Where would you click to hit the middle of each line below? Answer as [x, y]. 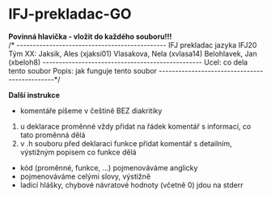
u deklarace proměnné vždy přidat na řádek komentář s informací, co [135, 126]
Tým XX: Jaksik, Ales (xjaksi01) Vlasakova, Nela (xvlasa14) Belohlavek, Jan [133, 53]
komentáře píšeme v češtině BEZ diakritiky [91, 111]
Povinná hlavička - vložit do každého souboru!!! [90, 36]
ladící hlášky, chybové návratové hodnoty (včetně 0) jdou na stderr [131, 185]
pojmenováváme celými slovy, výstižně [85, 176]
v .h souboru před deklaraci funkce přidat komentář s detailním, [126, 143]
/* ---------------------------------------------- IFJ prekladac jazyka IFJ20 [133, 44]
